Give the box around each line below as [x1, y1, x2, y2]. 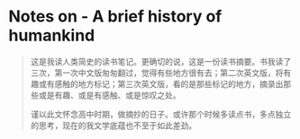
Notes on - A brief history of [8, 6, 223, 27]
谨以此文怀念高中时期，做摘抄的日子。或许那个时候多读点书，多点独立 [30, 109, 292, 119]
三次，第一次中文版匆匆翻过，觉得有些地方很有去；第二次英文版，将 [30, 67, 284, 78]
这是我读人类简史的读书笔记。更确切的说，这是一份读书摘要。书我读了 [30, 56, 292, 66]
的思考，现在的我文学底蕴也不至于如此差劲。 [30, 119, 197, 131]
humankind [8, 25, 95, 46]
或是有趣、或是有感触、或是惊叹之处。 [38, 90, 181, 100]
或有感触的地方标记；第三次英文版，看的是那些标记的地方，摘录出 [38, 78, 284, 89]
